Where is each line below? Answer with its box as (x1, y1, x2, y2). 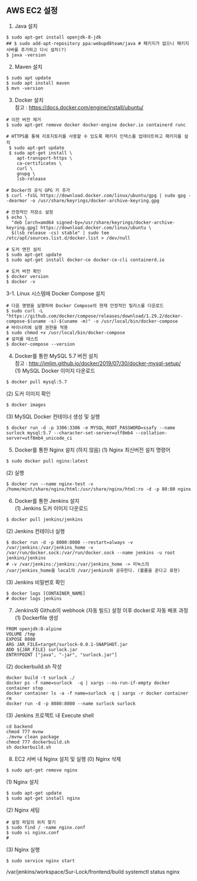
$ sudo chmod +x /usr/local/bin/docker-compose (6, 330, 126, 335)
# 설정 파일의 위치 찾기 (6, 819, 56, 825)
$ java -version (6, 52, 46, 58)
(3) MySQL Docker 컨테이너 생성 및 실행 (6, 413, 100, 420)
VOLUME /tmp (6, 631, 35, 637)
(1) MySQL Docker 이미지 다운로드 (14, 367, 96, 374)
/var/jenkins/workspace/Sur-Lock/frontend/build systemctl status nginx (6, 868, 180, 875)
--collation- (135, 430, 168, 436)
